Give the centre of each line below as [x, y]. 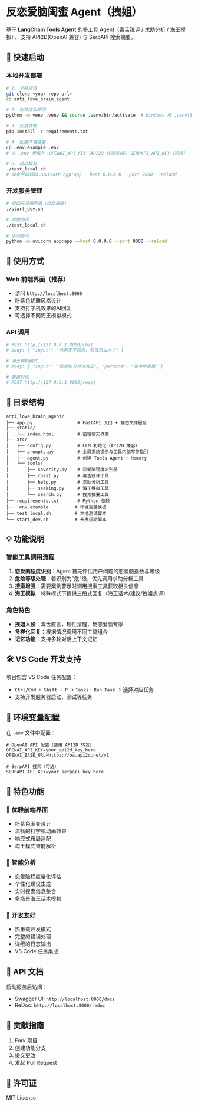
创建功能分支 [30, 1048]
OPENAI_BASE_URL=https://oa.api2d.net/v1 [58, 756]
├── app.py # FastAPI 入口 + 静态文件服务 [77, 422]
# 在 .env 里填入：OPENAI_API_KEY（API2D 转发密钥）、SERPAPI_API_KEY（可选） [97, 153]
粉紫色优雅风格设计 [38, 301]
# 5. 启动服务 [22, 164]
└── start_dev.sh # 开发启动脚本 [56, 520]
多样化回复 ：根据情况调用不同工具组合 [61, 631]
